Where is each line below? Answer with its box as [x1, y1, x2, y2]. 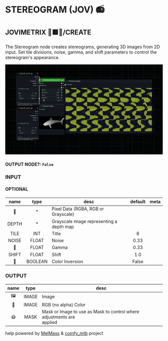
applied [41, 319, 57, 325]
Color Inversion [51, 258, 83, 264]
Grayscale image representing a [51, 218, 117, 224]
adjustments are [41, 314, 75, 320]
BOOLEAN [26, 258, 48, 264]
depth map [51, 224, 74, 230]
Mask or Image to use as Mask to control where [41, 308, 139, 314]
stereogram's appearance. [5, 55, 60, 60]
